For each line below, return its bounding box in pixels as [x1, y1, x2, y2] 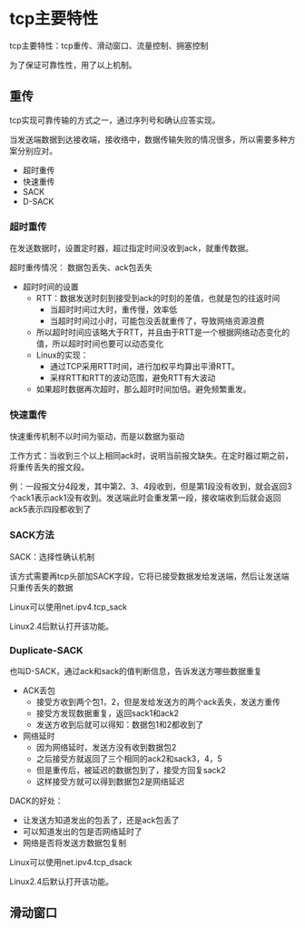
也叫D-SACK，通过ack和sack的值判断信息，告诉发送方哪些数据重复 [9, 665, 262, 676]
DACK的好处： [9, 795, 64, 806]
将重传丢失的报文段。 [9, 461, 89, 473]
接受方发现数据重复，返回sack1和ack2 [35, 707, 180, 719]
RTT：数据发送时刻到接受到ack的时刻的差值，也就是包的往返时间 [35, 293, 280, 304]
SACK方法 [9, 529, 54, 541]
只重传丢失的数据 [9, 581, 74, 592]
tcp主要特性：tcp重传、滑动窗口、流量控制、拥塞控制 [9, 40, 209, 51]
